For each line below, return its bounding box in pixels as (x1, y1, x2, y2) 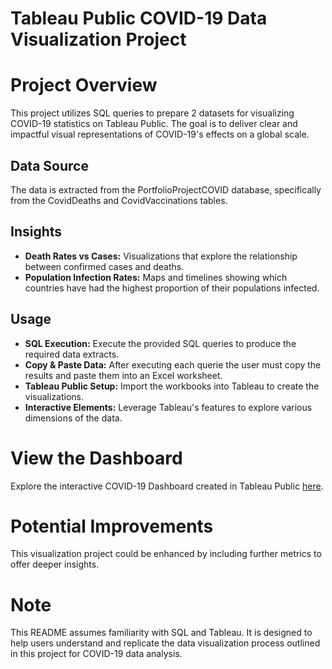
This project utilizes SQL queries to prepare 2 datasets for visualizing (10, 107, 295, 119)
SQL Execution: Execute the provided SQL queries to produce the (24, 337, 297, 349)
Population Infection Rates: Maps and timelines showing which (24, 271, 288, 283)
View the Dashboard (10, 447, 183, 469)
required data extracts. (24, 348, 120, 360)
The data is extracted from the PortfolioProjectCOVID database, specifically (10, 183, 322, 196)
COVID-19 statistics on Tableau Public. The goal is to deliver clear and (10, 118, 298, 130)
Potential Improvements (10, 515, 214, 537)
